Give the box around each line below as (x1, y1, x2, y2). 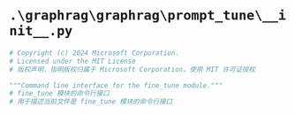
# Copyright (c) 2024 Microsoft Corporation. (9, 48, 179, 57)
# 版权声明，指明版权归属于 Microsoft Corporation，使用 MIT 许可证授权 (9, 65, 256, 73)
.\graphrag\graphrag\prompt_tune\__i (9, 7, 287, 24)
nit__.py (9, 23, 73, 40)
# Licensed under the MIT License (9, 57, 137, 65)
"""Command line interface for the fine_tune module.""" (9, 80, 223, 90)
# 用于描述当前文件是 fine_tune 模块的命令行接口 (9, 97, 173, 106)
